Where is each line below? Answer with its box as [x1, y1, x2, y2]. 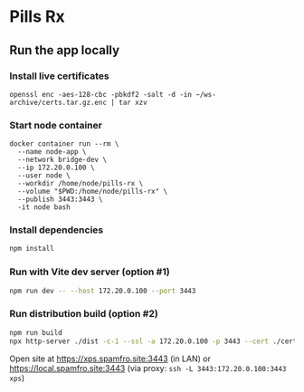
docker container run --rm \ [9, 139, 119, 148]
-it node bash [17, 203, 71, 212]
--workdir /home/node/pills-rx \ [17, 179, 144, 188]
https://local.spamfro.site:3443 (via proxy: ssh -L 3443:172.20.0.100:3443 [9, 362, 287, 373]
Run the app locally [9, 43, 120, 58]
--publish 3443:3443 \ [17, 195, 103, 205]
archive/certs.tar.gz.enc [9, 98, 107, 107]
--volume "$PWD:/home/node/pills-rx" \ [17, 187, 168, 196]
